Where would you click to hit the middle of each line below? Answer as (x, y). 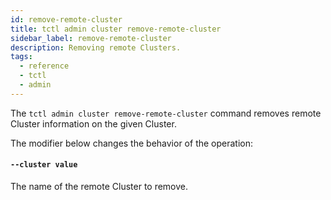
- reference (44, 66)
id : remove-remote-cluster (66, 19)
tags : (21, 57)
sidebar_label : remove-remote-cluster (91, 38)
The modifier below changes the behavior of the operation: (132, 143)
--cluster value (44, 165)
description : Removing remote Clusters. (96, 47)
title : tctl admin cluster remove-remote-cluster (116, 29)
